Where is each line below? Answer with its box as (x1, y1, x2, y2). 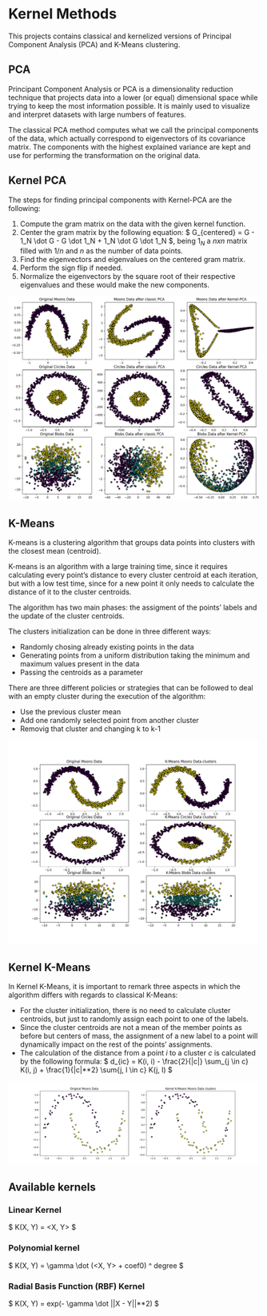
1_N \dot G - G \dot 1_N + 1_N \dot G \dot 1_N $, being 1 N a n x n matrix (19, 236, 248, 248)
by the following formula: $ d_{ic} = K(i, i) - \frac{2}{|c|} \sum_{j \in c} (19, 1056, 249, 1066)
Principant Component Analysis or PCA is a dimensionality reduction (8, 84, 233, 93)
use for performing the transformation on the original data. (8, 150, 201, 160)
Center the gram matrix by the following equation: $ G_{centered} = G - (19, 227, 255, 237)
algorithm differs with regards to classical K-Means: (8, 990, 178, 1000)
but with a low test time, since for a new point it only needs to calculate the (8, 578, 255, 588)
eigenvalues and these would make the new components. (19, 280, 210, 290)
